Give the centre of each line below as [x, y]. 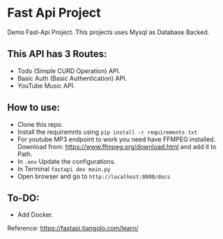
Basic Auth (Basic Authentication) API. [72, 78]
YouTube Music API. [46, 86]
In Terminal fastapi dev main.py [64, 169]
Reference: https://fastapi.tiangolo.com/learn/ [73, 229]
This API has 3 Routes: [57, 54]
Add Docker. [35, 215]
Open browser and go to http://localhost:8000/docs [94, 176]
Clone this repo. [40, 124]
